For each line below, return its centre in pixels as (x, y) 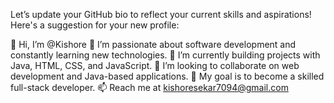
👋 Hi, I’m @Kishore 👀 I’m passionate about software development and (153, 44)
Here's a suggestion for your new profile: (95, 25)
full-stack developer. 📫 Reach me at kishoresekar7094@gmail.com (149, 87)
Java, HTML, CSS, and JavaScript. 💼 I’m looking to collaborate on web (155, 65)
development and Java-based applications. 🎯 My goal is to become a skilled (167, 76)
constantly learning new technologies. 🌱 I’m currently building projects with (165, 55)
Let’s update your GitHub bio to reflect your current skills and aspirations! (161, 14)
